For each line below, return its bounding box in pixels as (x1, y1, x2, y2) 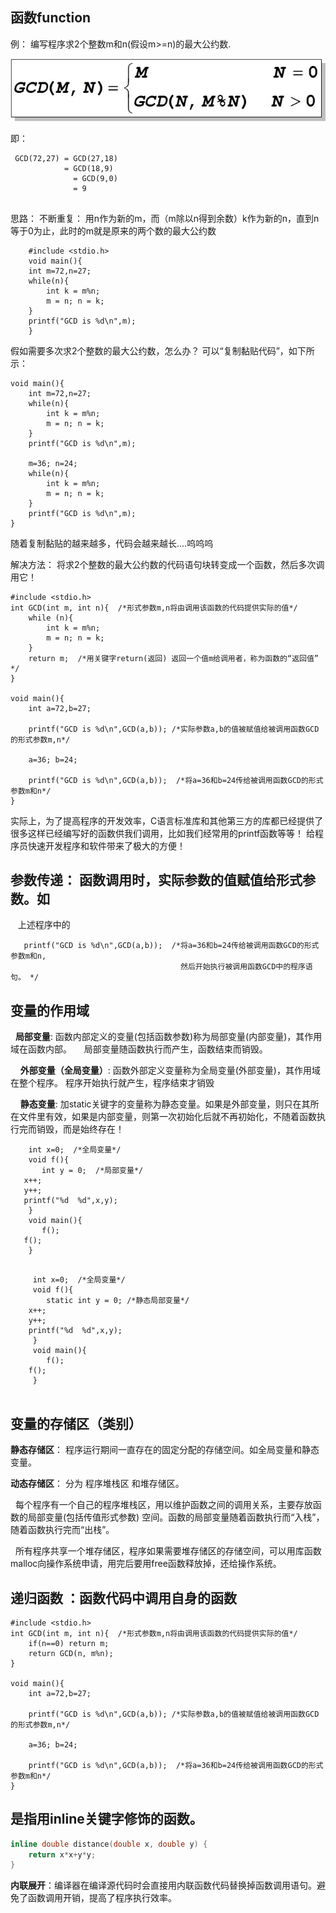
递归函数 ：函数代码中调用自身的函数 (10, 1589, 237, 1607)
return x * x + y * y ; (28, 1849, 97, 1860)
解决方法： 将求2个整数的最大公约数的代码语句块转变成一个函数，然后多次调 (10, 558, 325, 570)
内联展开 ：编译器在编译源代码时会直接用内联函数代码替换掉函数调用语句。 (10, 1879, 317, 1892)
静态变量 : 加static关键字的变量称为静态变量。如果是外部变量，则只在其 (19, 1098, 311, 1110)
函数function (10, 9, 92, 27)
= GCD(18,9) (63, 163, 114, 173)
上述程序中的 (17, 919, 71, 931)
